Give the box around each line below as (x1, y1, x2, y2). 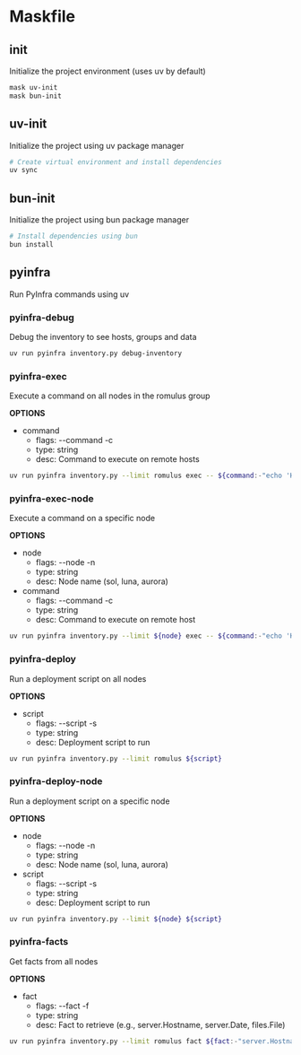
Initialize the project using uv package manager (9, 140, 185, 151)
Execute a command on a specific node (9, 513, 155, 524)
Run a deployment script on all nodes (9, 673, 147, 684)
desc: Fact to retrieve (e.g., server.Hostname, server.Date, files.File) (35, 1019, 286, 1030)
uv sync (9, 166, 39, 175)
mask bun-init (9, 92, 63, 100)
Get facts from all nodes (9, 955, 99, 966)
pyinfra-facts (9, 936, 69, 948)
